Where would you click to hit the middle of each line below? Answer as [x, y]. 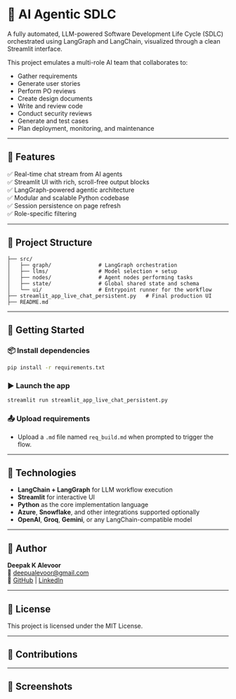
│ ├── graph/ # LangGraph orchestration [92, 265]
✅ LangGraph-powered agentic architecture [71, 190]
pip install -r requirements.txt [56, 368]
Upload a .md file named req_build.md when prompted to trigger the [116, 437]
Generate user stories [49, 83]
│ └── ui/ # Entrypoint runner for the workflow [110, 290]
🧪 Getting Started [46, 330]
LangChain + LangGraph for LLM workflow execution [95, 490]
